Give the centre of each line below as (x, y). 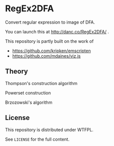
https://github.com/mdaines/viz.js (46, 56)
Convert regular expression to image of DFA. (50, 22)
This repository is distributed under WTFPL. (49, 130)
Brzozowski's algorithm (29, 102)
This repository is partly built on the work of (49, 41)
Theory (17, 72)
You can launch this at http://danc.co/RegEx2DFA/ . (57, 31)
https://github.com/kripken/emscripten (51, 51)
